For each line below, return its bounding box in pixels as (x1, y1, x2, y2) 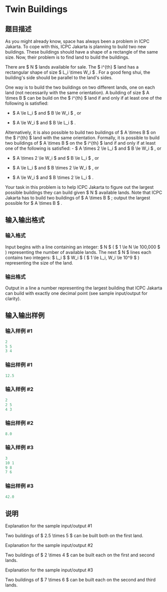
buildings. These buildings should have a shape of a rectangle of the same (5, 49, 158, 55)
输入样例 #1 (5, 328, 32, 335)
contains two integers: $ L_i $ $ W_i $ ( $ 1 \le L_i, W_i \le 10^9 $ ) (5, 254, 140, 260)
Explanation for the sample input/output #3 (5, 567, 93, 573)
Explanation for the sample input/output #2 (5, 542, 93, 548)
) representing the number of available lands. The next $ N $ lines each (5, 249, 152, 255)
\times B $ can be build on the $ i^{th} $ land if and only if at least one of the (5, 95, 162, 101)
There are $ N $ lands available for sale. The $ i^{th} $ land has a (5, 64, 139, 70)
